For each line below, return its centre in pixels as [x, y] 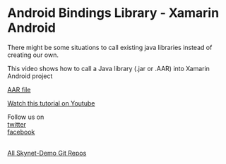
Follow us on [26, 117]
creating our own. [33, 55]
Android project [30, 76]
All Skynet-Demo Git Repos [47, 153]
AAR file [19, 89]
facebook [21, 132]
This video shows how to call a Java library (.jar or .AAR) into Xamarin [109, 68]
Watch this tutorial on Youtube [51, 103]
